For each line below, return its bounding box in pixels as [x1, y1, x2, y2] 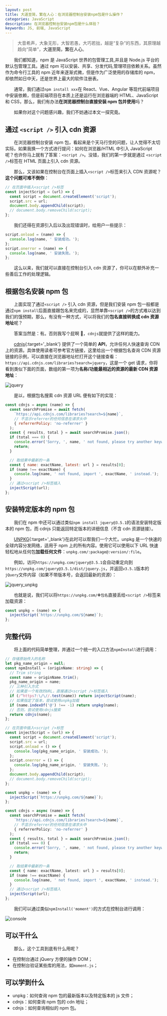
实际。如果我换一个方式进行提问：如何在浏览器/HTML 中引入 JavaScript [5, 145, 153, 151]
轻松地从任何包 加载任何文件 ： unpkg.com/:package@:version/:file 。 [5, 548, 144, 554]
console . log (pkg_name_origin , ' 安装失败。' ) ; [14, 762, 108, 767]
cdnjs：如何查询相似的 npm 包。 [12, 1005, 79, 1011]
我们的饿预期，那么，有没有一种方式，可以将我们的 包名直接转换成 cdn [5, 314, 150, 320]
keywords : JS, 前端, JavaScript [5, 26, 71, 31]
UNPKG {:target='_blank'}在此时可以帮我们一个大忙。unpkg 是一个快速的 [14, 536, 162, 542]
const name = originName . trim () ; [9, 675, 79, 680]
